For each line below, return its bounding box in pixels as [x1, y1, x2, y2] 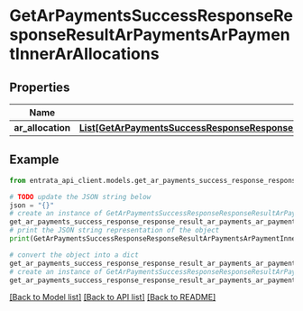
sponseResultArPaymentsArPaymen [9, 24, 290, 45]
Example [9, 152, 60, 168]
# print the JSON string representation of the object [9, 226, 220, 235]
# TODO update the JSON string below [9, 192, 151, 201]
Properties [9, 79, 70, 95]
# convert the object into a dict [9, 250, 140, 260]
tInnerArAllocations [9, 44, 160, 64]
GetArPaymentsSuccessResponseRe [9, 5, 294, 26]
